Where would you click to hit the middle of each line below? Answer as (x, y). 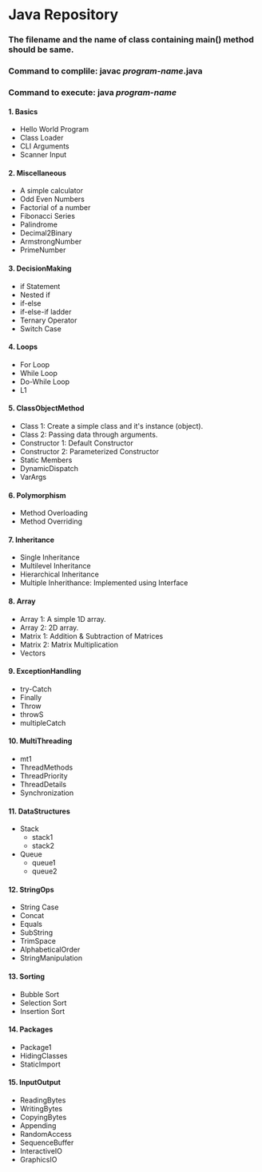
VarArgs (33, 477)
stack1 (42, 837)
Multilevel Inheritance (55, 566)
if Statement (40, 286)
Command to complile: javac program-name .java (105, 71)
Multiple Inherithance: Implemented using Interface (104, 583)
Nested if (35, 295)
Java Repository (64, 15)
